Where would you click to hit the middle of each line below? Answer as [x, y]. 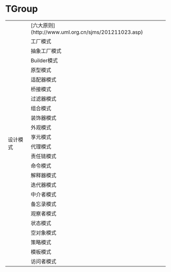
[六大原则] [43, 25]
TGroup [22, 9]
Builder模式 [44, 60]
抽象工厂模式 [46, 51]
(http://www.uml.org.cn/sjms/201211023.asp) [87, 32]
